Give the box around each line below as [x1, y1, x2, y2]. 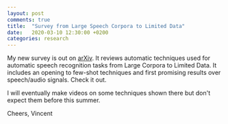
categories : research [7, 35, 69, 42]
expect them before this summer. [7, 96, 101, 104]
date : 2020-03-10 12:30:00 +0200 [7, 29, 109, 36]
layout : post [7, 10, 45, 17]
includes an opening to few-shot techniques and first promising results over [7, 69, 221, 77]
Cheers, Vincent [7, 110, 53, 118]
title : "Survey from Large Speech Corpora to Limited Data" [7, 22, 186, 29]
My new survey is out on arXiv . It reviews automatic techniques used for [7, 54, 211, 62]
